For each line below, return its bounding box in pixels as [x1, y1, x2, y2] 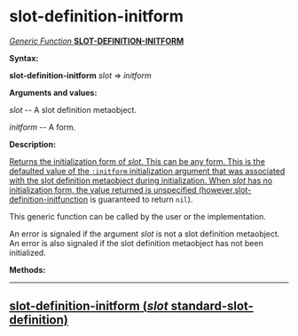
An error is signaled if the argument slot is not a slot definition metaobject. [9, 228, 280, 239]
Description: [9, 139, 56, 149]
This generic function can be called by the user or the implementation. [9, 211, 266, 221]
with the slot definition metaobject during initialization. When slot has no [9, 175, 273, 186]
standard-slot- [170, 299, 255, 314]
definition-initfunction [9, 194, 89, 204]
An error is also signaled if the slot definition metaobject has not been [9, 237, 263, 248]
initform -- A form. [9, 122, 76, 132]
